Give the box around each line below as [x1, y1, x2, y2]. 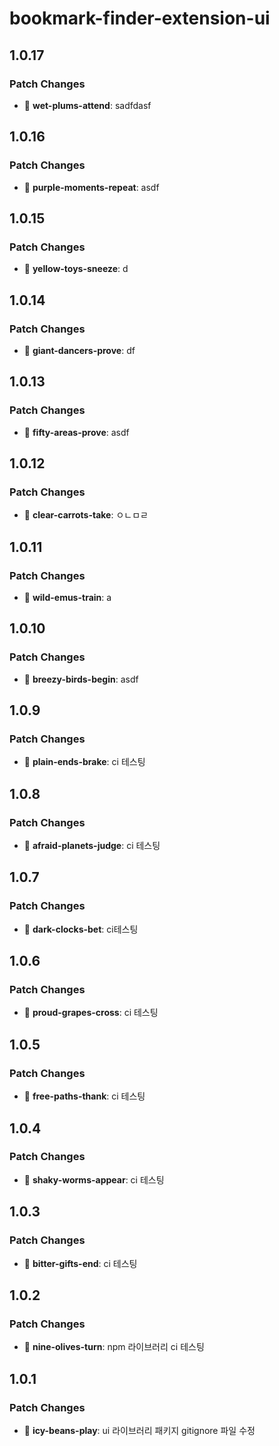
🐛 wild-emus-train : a [23, 592, 112, 603]
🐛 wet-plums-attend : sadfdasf [23, 99, 152, 111]
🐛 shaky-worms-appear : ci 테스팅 [23, 1173, 165, 1186]
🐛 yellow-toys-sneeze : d [23, 263, 129, 275]
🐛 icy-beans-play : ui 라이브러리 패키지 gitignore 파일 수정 [23, 1424, 256, 1436]
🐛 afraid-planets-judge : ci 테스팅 [23, 840, 161, 852]
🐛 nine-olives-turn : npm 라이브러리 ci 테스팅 [23, 1341, 205, 1353]
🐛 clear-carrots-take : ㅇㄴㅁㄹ [23, 509, 149, 521]
